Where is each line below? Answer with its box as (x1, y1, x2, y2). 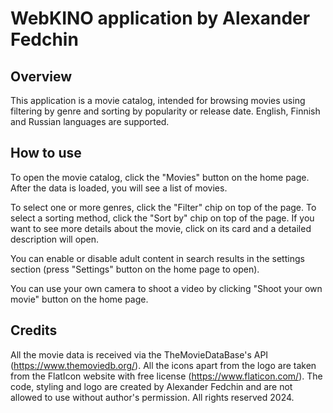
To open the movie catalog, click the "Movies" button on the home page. (10, 171, 310, 183)
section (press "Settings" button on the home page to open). (10, 263, 260, 275)
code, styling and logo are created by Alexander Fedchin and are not (10, 380, 293, 392)
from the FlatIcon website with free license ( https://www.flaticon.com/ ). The (10, 370, 323, 382)
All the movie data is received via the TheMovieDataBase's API (10, 348, 269, 361)
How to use (10, 145, 82, 162)
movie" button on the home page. (10, 293, 149, 305)
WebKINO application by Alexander (10, 7, 311, 30)
